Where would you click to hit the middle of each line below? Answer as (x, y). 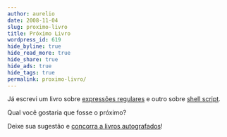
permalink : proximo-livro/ (47, 79)
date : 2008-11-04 (33, 20)
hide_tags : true (31, 72)
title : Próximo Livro (39, 33)
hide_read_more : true (39, 53)
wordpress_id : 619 (34, 40)
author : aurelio (31, 14)
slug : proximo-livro (38, 27)
